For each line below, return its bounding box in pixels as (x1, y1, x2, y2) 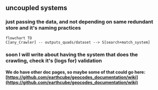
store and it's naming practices (5, 24, 81, 31)
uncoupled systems (5, 4, 68, 12)
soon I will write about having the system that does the (5, 51, 138, 58)
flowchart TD (5, 36, 32, 40)
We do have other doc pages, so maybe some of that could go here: (5, 69, 146, 75)
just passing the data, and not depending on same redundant (5, 18, 154, 25)
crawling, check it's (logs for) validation (5, 57, 102, 64)
